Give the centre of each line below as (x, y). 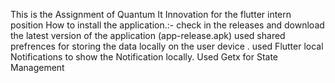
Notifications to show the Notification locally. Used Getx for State (144, 57)
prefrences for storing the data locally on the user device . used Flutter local (167, 46)
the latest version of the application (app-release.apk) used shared (148, 35)
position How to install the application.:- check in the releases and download (167, 25)
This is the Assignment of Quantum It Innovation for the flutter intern (151, 14)
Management (37, 67)
